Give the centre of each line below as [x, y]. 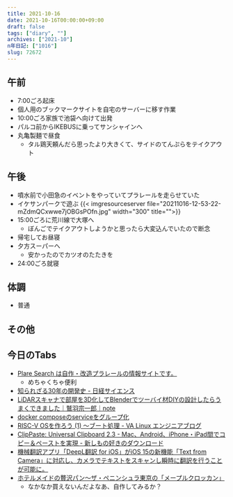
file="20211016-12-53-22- [184, 203]
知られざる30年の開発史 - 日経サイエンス [76, 390]
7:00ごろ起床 [36, 100]
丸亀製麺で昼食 [39, 135]
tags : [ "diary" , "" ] [37, 33]
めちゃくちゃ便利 [52, 382]
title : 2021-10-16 [34, 14]
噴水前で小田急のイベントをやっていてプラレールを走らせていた [109, 195]
